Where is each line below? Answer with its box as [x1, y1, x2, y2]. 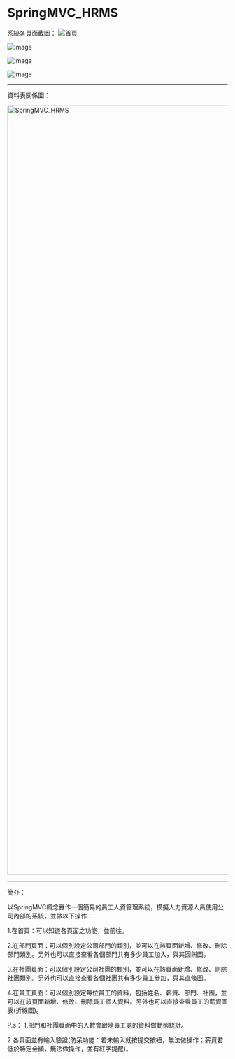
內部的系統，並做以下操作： [13, 911, 93, 920]
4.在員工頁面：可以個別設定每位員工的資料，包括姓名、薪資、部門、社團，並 [7, 988, 227, 997]
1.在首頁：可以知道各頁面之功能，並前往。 [7, 926, 128, 934]
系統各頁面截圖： [7, 29, 57, 37]
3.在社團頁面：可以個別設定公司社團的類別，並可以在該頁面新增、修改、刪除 [7, 965, 227, 973]
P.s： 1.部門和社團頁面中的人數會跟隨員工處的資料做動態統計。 [7, 1021, 187, 1029]
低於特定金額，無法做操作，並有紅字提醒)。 [7, 1044, 133, 1053]
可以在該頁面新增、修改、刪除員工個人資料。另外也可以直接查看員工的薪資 [7, 997, 222, 1005]
